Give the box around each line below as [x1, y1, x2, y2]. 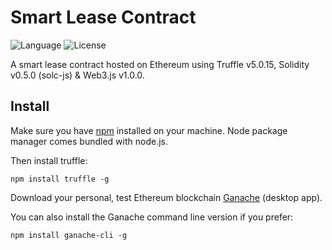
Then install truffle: [10, 154, 88, 166]
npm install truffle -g [10, 174, 110, 184]
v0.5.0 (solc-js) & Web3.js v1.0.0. [10, 69, 145, 81]
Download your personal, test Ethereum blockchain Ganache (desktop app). [10, 191, 323, 203]
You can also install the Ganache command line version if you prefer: [10, 211, 294, 223]
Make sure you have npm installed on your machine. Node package [10, 124, 288, 136]
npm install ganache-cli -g [10, 230, 128, 240]
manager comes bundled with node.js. [10, 135, 169, 147]
